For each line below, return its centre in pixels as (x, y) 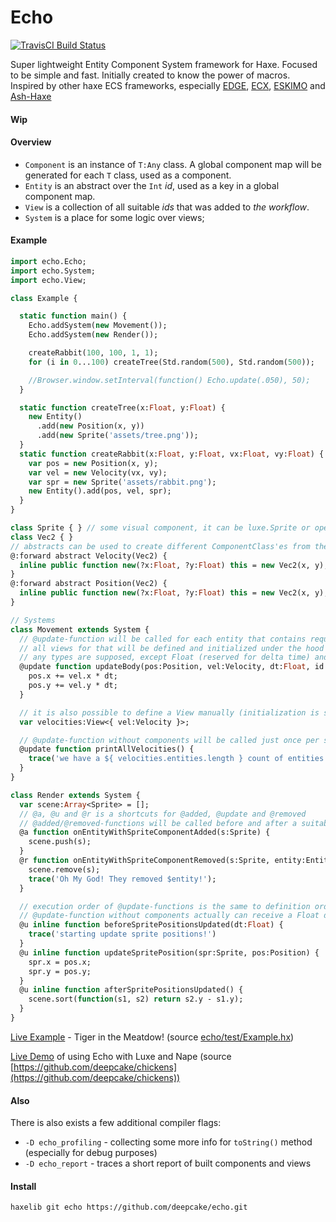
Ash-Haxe (31, 96)
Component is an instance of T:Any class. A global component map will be (173, 164)
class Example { (44, 298)
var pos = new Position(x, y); (93, 463)
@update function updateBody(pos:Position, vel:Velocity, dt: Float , (165, 667)
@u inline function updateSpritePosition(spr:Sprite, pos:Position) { (169, 952)
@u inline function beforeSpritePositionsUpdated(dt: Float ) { (151, 925)
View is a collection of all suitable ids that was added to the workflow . (167, 207)
